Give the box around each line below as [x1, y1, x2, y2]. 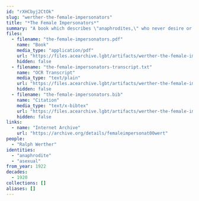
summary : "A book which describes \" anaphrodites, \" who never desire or [6, 25, 192, 32]
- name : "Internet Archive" [11, 125, 81, 131]
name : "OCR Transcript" [17, 70, 76, 76]
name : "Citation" [17, 97, 60, 103]
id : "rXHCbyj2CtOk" [6, 8, 54, 15]
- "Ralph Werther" [11, 141, 57, 147]
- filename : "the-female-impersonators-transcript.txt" [11, 64, 152, 70]
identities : [6, 147, 36, 153]
